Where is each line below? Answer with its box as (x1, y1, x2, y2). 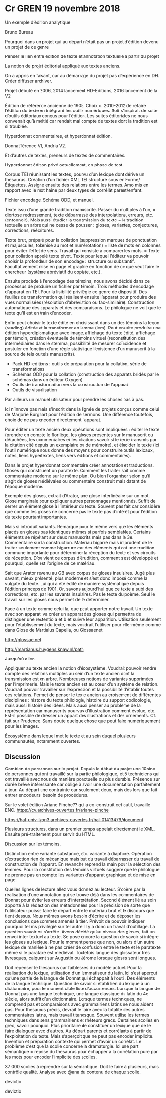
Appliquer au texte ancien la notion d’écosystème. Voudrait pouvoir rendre (5, 665, 157, 671)
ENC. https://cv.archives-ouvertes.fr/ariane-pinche (5, 807, 109, 813)
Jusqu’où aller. (5, 656, 35, 661)
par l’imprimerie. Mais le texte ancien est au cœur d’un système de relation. (5, 681, 159, 687)
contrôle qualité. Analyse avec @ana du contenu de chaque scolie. (5, 1069, 141, 1075)
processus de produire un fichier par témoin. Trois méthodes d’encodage (5, 283, 154, 289)
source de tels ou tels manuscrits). (5, 351, 76, 357)
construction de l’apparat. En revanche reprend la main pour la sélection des (5, 861, 161, 867)
